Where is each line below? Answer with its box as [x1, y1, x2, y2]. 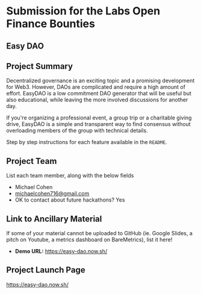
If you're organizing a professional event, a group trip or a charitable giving [6, 114, 192, 121]
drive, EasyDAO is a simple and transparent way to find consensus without [6, 121, 191, 128]
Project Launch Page [6, 265, 85, 275]
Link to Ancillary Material [6, 214, 102, 224]
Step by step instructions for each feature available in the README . [6, 139, 167, 146]
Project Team [6, 156, 57, 166]
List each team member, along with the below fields [6, 172, 134, 179]
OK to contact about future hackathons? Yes [14, 196, 125, 203]
